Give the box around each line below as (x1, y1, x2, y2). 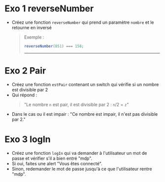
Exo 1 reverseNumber (4, 3, 94, 14)
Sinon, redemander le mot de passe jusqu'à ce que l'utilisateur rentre (11, 166, 152, 172)
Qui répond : (11, 92, 37, 98)
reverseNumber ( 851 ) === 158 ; (24, 44, 84, 48)
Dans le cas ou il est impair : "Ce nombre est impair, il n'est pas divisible (11, 111, 158, 117)
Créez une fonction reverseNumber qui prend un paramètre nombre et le (11, 19, 154, 25)
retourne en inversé (11, 24, 52, 30)
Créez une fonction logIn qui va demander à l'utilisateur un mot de (11, 150, 147, 156)
